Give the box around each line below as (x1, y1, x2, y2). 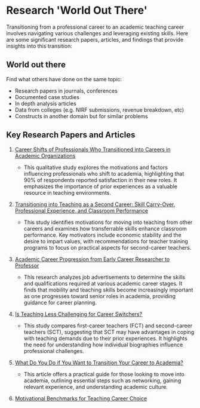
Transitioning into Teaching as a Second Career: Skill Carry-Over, (14, 201, 176, 208)
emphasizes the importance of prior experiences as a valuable (23, 183, 178, 190)
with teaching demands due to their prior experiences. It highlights (23, 335, 188, 342)
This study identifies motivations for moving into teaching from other (23, 219, 193, 226)
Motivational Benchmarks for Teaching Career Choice (14, 395, 147, 402)
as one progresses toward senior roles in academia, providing (23, 292, 176, 299)
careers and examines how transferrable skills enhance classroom (23, 225, 187, 232)
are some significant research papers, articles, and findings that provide (6, 36, 184, 43)
